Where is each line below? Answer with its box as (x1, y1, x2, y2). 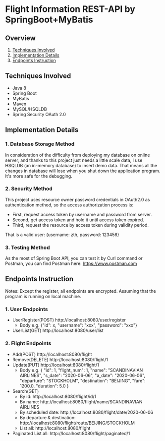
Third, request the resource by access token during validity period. (12, 222, 149, 228)
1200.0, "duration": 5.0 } (19, 383, 69, 389)
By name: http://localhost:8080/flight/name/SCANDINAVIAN (19, 398, 143, 405)
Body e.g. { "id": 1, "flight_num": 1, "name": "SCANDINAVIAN (19, 367, 143, 373)
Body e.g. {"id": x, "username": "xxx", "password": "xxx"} (19, 322, 137, 328)
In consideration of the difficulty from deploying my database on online (5, 152, 150, 158)
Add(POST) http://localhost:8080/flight (12, 351, 92, 357)
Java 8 (12, 85, 26, 91)
